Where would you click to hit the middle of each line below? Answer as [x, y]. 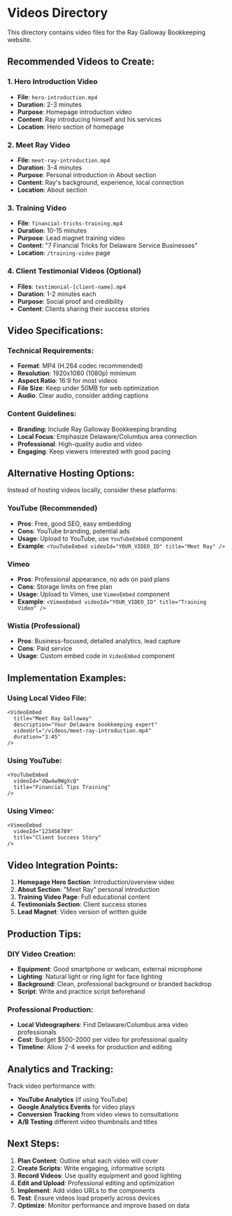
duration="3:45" [37, 736]
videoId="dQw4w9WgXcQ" [46, 781]
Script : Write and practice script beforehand [81, 991]
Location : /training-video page [64, 253]
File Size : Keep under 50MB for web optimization [88, 388]
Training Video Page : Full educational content [84, 897]
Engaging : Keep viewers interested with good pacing [94, 451]
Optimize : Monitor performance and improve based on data [103, 1205]
